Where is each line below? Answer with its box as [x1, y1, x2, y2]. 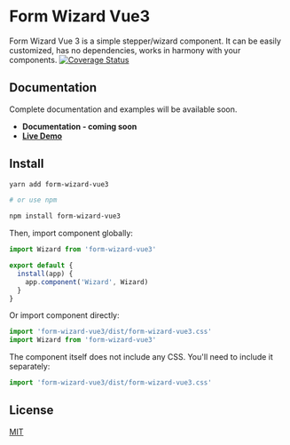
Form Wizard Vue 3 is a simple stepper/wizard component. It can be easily [9, 36, 282, 46]
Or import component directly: [9, 310, 120, 321]
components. [9, 54, 58, 65]
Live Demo [21, 131, 63, 141]
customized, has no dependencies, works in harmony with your [9, 44, 241, 55]
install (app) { [17, 269, 74, 278]
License [9, 402, 54, 418]
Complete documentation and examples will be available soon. [9, 104, 238, 115]
